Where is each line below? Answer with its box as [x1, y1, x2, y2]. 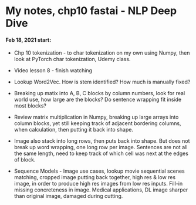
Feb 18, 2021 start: [5, 36, 52, 43]
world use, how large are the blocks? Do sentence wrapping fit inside [13, 96, 182, 103]
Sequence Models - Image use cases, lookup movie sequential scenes [13, 167, 185, 174]
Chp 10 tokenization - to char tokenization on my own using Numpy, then [13, 49, 190, 56]
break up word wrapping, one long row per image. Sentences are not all [13, 144, 188, 151]
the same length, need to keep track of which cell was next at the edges [13, 150, 189, 157]
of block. [13, 156, 36, 163]
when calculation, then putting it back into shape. [13, 126, 133, 133]
